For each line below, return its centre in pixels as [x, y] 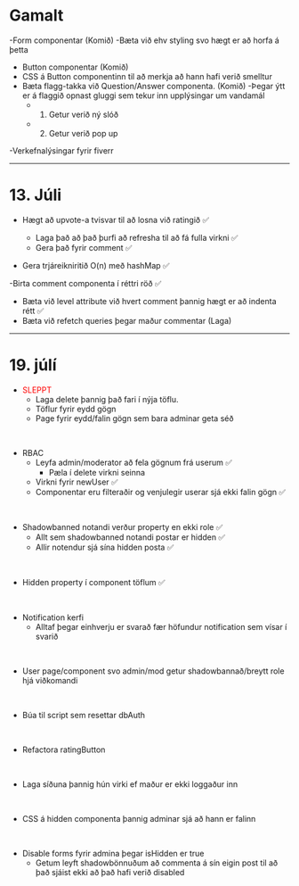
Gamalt [36, 16]
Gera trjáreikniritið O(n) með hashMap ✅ [96, 265]
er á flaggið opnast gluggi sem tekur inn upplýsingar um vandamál [143, 95]
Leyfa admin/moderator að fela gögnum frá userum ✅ [134, 462]
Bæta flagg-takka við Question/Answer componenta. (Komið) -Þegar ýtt [154, 86]
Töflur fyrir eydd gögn [76, 409]
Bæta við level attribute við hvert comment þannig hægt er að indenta [149, 301]
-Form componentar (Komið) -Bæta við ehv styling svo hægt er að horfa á [145, 40]
